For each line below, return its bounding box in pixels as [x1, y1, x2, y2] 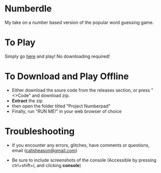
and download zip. [31, 92, 70, 98]
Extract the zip [11, 97, 43, 103]
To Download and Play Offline [4, 71, 129, 82]
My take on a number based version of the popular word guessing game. [4, 19, 154, 25]
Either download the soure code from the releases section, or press [11, 87, 150, 93]
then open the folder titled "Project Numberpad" [11, 103, 111, 109]
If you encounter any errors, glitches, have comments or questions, [11, 142, 150, 148]
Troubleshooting [4, 126, 75, 137]
